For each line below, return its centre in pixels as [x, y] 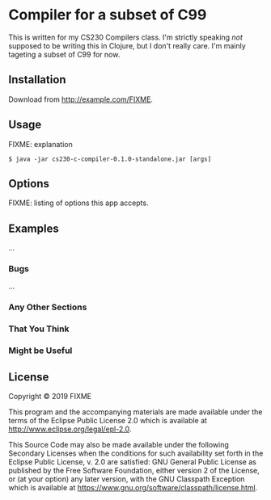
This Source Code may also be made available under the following [119, 445]
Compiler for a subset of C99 [108, 15]
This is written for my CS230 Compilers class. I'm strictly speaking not [125, 37]
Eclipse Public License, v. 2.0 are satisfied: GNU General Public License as [132, 462]
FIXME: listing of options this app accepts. [78, 203]
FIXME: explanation [40, 144]
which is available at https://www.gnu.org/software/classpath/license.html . [133, 488]
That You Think [39, 329]
